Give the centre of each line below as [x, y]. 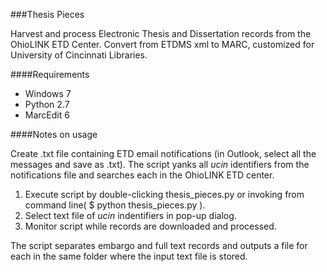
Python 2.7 [47, 104]
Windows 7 [48, 93]
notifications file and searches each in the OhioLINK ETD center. [142, 175]
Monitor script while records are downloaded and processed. [150, 226]
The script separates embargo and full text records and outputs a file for [159, 245]
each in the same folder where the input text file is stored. [129, 256]
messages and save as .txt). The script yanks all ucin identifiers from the [160, 164]
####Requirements [50, 74]
